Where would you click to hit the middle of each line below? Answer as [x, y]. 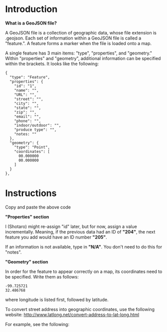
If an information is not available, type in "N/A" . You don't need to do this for [84, 246]
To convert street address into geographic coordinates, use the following [80, 309]
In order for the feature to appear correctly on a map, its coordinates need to [84, 271]
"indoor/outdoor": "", [38, 125]
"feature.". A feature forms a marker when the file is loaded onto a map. [79, 43]
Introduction [31, 9]
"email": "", [28, 116]
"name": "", [26, 90]
